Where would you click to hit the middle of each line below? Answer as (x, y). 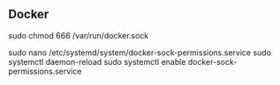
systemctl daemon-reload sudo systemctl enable (97, 61)
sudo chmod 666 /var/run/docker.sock (79, 35)
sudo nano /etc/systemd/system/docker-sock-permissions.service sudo (140, 53)
